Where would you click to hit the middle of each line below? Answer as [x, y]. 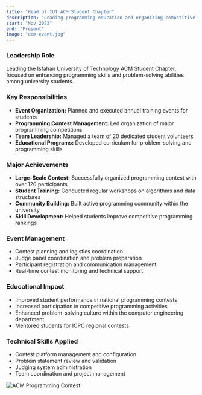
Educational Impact [35, 287]
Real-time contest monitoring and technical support [79, 271]
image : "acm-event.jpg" [36, 34]
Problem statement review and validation [65, 361]
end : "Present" [25, 29]
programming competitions [49, 129]
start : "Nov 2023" [29, 23]
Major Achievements [37, 165]
